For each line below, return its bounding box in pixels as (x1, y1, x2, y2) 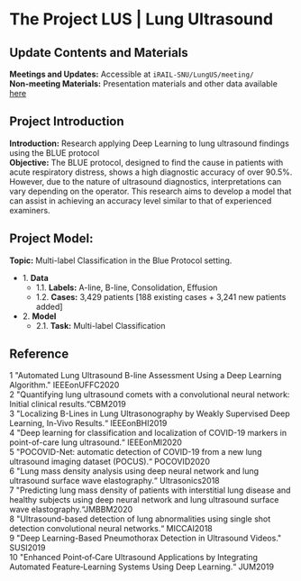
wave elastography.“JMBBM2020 (9, 504, 133, 515)
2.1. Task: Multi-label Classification (35, 320, 166, 331)
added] (35, 301, 63, 312)
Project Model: (9, 231, 94, 247)
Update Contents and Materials (9, 45, 189, 60)
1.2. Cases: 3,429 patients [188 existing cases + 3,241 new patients (35, 291, 287, 302)
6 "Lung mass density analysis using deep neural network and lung (9, 466, 260, 477)
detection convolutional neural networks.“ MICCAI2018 (9, 523, 214, 534)
